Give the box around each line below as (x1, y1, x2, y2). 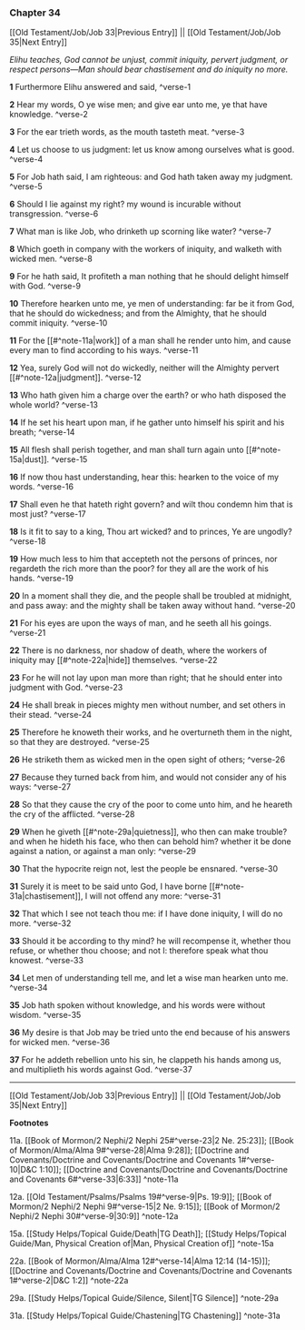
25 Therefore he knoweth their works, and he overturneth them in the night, (9, 727, 292, 738)
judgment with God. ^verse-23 (9, 682, 123, 693)
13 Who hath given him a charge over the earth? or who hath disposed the (9, 389, 287, 401)
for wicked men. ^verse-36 (9, 1037, 111, 1048)
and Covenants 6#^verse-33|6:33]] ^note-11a (9, 1174, 179, 1184)
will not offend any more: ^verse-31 (89, 891, 221, 902)
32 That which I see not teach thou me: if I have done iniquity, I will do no (9, 908, 283, 920)
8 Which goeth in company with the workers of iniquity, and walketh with (9, 244, 282, 255)
